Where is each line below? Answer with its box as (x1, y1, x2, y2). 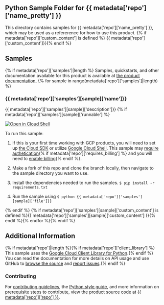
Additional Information (5, 232, 75, 240)
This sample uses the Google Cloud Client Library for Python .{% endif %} (5, 250, 153, 256)
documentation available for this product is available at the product (5, 72, 140, 78)
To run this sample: (5, 130, 44, 136)
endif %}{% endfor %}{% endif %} (5, 217, 75, 223)
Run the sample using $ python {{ (12, 193, 82, 199)
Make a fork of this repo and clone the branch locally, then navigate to (12, 165, 154, 171)
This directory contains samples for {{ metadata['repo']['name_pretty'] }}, (5, 24, 154, 30)
